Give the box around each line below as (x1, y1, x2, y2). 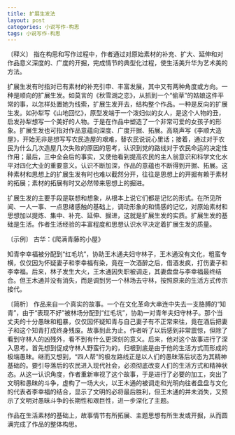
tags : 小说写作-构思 (7, 29, 61, 37)
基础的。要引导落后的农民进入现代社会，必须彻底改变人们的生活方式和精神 (7, 361, 222, 370)
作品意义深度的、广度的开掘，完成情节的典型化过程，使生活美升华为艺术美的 (7, 59, 228, 67)
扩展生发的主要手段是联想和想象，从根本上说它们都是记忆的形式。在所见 (7, 194, 215, 202)
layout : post (7, 17, 45, 24)
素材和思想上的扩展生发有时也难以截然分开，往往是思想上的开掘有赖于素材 (13, 170, 228, 179)
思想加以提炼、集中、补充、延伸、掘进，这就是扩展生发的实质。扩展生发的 (7, 211, 222, 220)
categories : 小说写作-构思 (7, 23, 80, 30)
